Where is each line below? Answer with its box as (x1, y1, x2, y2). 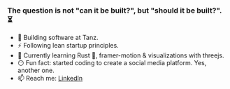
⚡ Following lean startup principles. (17, 41, 119, 50)
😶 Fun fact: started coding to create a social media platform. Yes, (17, 59, 207, 67)
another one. (17, 66, 55, 75)
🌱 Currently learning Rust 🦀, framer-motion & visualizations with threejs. (17, 51, 224, 60)
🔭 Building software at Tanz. (17, 34, 99, 42)
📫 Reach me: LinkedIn (17, 74, 83, 83)
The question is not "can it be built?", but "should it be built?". (7, 6, 222, 15)
